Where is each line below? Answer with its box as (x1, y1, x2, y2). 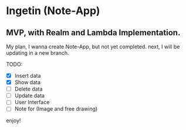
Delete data (14, 85, 43, 92)
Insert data (14, 72, 41, 79)
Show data (14, 79, 41, 86)
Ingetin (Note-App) (6, 4, 100, 18)
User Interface (14, 99, 50, 106)
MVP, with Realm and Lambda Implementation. (6, 28, 181, 38)
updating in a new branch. (6, 49, 69, 56)
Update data (14, 92, 45, 99)
